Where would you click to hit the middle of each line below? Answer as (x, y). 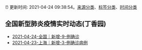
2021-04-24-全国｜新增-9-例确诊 (46, 36)
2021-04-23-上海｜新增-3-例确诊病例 (50, 42)
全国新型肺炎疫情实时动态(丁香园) (56, 24)
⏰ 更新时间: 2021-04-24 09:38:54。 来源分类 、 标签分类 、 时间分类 (71, 7)
